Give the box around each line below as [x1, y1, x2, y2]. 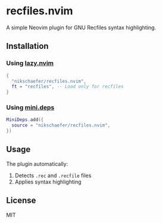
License [6, 196, 36, 206]
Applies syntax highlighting [14, 178, 82, 185]
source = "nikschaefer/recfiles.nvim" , [11, 122, 111, 129]
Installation [6, 41, 49, 51]
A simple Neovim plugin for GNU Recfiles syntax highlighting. [6, 24, 157, 31]
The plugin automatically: [6, 160, 68, 168]
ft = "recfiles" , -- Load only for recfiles [11, 83, 124, 90]
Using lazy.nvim [6, 59, 54, 67]
